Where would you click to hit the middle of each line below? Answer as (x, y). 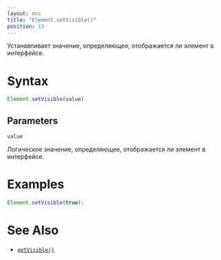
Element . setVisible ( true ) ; (46, 203)
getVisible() (36, 250)
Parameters (33, 121)
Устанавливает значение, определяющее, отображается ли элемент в (110, 46)
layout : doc (24, 13)
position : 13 (26, 26)
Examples (36, 185)
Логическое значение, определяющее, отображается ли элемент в (106, 149)
